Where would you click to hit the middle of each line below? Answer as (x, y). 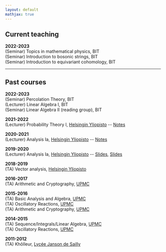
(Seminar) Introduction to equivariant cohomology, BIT (61, 62)
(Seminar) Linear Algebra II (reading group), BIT (54, 110)
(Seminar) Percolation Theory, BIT (40, 99)
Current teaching (32, 34)
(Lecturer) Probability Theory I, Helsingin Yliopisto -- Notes (65, 125)
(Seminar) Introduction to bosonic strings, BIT (51, 57)
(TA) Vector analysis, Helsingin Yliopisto (46, 169)
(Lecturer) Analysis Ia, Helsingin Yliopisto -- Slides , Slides (64, 154)
